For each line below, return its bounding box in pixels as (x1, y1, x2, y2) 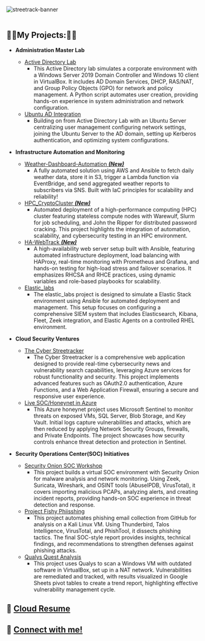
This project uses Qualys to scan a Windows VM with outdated (33, 559, 192, 567)
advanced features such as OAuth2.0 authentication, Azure (33, 379, 183, 386)
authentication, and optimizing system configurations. (33, 136, 170, 144)
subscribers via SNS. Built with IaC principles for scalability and (33, 186, 194, 193)
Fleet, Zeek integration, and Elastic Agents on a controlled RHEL (33, 317, 195, 324)
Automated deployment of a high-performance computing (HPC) (33, 205, 197, 213)
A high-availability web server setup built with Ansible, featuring (33, 245, 195, 252)
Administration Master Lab (15, 46, 85, 53)
